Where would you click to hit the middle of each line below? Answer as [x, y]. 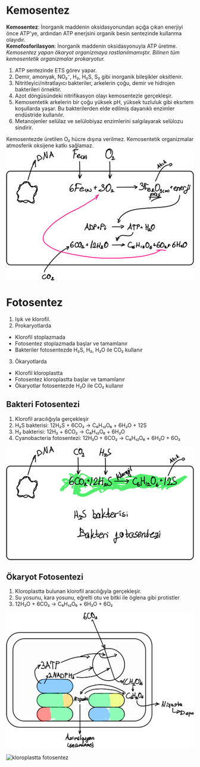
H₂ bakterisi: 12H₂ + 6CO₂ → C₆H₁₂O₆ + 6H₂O [70, 432]
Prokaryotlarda [33, 325]
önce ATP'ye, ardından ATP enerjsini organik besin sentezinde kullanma [94, 33]
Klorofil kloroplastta [39, 373]
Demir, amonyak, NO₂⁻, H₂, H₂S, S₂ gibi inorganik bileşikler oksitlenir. [99, 77]
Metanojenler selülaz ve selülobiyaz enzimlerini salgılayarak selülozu [99, 121]
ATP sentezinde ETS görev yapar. [56, 70]
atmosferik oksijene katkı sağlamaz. [50, 145]
